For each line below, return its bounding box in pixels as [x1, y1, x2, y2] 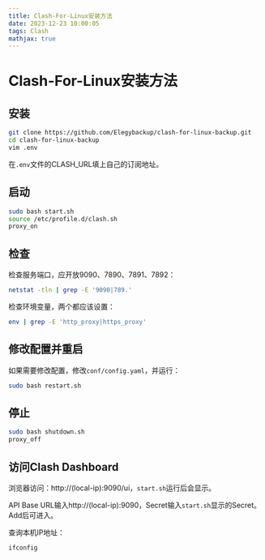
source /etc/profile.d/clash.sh [8, 215, 118, 223]
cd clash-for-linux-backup [8, 136, 100, 144]
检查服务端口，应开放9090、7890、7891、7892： [8, 270, 176, 280]
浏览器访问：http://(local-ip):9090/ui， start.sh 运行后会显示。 [8, 483, 216, 493]
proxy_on [8, 222, 38, 231]
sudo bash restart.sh [8, 382, 82, 390]
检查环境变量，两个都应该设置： [8, 301, 115, 311]
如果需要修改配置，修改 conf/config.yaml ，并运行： [8, 365, 181, 375]
